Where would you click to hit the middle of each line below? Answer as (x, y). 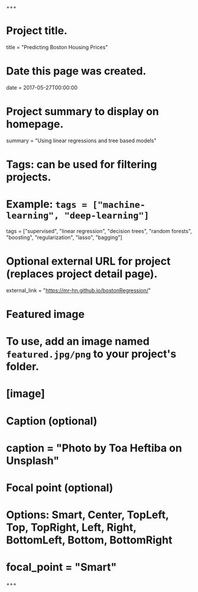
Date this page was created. (76, 71)
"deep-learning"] (107, 216)
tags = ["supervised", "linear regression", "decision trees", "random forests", (99, 231)
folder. (23, 367)
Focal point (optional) (60, 488)
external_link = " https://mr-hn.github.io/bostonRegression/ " (79, 290)
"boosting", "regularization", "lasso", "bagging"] (64, 237)
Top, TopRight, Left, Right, (72, 528)
